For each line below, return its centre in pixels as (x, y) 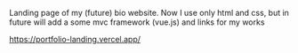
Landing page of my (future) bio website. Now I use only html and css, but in (149, 13)
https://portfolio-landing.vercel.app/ (75, 39)
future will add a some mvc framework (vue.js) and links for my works (137, 22)
